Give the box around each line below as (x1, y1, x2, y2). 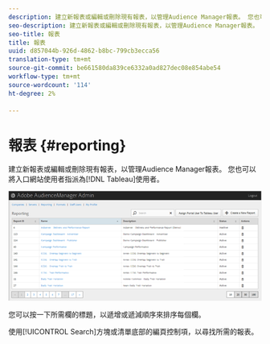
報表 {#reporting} (8, 136, 127, 155)
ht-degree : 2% (8, 89, 56, 97)
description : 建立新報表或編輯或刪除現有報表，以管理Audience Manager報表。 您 (8, 13, 255, 21)
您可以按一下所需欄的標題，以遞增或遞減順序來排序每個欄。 (8, 310, 206, 320)
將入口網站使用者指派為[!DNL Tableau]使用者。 (8, 174, 165, 184)
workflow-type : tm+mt (8, 73, 81, 81)
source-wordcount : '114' (8, 81, 92, 89)
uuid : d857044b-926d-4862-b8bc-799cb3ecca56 (8, 47, 160, 56)
